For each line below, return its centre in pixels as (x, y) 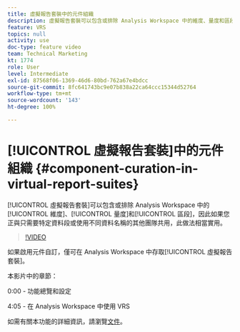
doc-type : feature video (44, 47)
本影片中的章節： (32, 276)
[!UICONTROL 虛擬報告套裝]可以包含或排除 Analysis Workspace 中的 (109, 205)
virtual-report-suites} (73, 185)
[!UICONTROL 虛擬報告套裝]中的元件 (115, 151)
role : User (24, 67)
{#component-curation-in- (117, 169)
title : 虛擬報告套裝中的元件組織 (51, 14)
